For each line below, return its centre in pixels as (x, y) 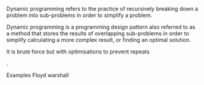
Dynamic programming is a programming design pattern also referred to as (101, 27)
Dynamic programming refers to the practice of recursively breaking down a (102, 9)
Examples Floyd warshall (38, 75)
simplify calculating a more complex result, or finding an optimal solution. (99, 40)
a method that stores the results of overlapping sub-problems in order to (98, 33)
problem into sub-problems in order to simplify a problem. (79, 15)
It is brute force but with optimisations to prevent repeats (78, 52)
